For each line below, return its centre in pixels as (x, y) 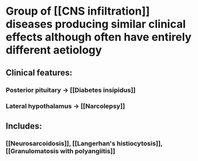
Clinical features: (39, 72)
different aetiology (54, 50)
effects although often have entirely (99, 37)
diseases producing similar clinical (96, 24)
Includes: (24, 126)
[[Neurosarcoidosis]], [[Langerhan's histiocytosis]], (84, 143)
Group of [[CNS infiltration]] (78, 11)
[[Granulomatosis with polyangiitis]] (61, 151)
